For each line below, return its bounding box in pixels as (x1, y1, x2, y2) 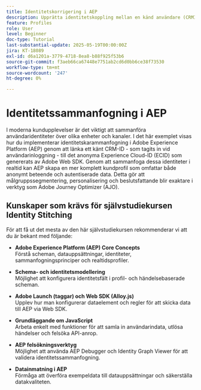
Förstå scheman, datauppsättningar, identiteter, (14, 250, 132, 257)
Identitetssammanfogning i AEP (6, 106, 167, 120)
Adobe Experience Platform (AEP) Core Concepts (14, 243, 141, 251)
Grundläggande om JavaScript (14, 316, 93, 324)
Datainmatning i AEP (14, 365, 68, 373)
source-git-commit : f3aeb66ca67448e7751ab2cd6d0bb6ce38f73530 (6, 59, 165, 65)
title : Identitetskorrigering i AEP (6, 8, 98, 15)
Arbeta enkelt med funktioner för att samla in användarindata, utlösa (14, 323, 184, 330)
